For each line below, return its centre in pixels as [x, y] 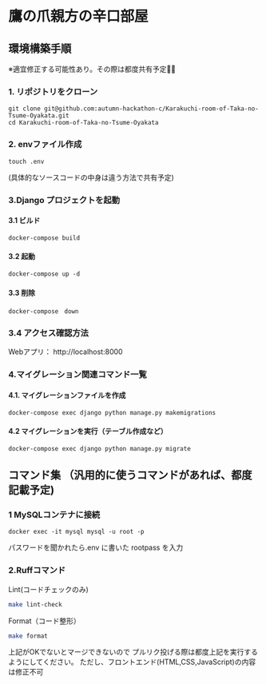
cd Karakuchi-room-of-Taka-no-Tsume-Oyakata [83, 123]
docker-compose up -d [44, 274]
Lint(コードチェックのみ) [49, 589]
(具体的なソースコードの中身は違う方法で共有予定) [91, 177]
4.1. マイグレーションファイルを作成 [67, 395]
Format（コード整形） [45, 621]
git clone [25, 109]
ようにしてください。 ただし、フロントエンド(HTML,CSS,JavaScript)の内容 [132, 662]
